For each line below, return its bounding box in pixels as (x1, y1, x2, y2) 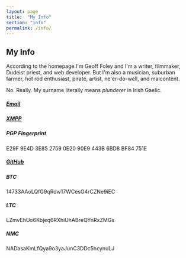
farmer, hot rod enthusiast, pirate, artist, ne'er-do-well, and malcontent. (6, 75, 180, 83)
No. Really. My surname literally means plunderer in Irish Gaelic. (6, 87, 162, 94)
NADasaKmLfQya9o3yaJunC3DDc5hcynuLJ (6, 245, 115, 252)
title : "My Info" (6, 14, 52, 20)
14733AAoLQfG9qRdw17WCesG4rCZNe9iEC (6, 188, 116, 195)
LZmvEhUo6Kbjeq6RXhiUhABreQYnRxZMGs (6, 217, 115, 224)
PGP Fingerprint (6, 130, 46, 137)
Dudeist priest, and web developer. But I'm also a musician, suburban (6, 69, 176, 76)
